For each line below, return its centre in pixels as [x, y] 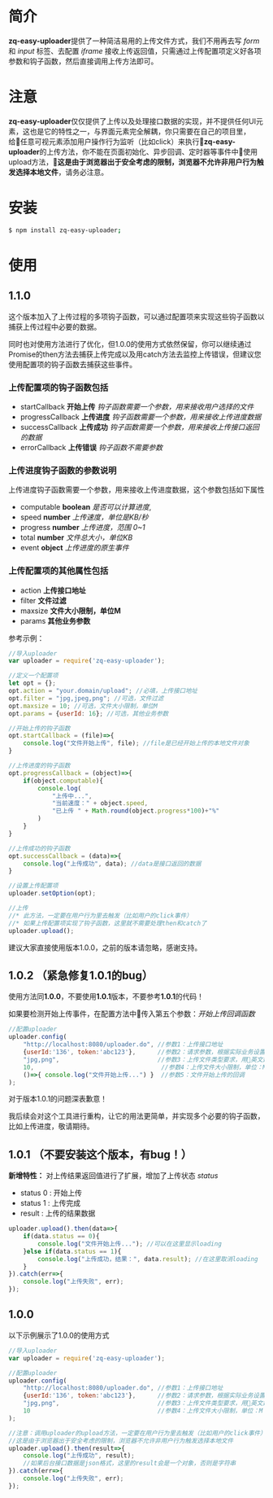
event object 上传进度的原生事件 [75, 548]
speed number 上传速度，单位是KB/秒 [84, 517]
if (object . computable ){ [63, 781]
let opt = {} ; [32, 683]
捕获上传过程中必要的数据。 [55, 326]
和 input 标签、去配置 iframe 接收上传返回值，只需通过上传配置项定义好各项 [135, 50]
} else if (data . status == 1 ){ [72, 1251]
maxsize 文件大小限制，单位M [71, 611]
